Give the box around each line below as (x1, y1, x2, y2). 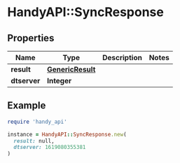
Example (7, 99, 46, 112)
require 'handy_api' (7, 118, 68, 125)
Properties (7, 32, 55, 44)
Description (102, 53, 142, 62)
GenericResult (46, 64, 96, 74)
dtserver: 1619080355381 (13, 144, 86, 151)
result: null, (13, 137, 55, 144)
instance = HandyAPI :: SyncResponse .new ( (7, 131, 127, 138)
